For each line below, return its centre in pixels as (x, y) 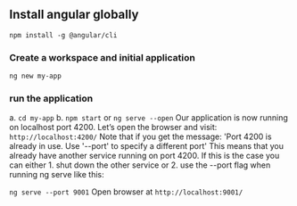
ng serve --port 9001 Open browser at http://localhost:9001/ (126, 192)
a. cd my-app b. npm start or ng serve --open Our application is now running (148, 118)
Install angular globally (74, 15)
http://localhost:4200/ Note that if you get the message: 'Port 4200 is (140, 136)
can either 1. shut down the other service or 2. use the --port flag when (140, 165)
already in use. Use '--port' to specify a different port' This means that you (146, 146)
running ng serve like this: (57, 175)
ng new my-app (36, 76)
